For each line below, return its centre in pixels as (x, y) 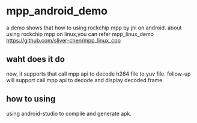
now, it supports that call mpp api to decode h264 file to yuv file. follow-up (98, 74)
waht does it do (35, 59)
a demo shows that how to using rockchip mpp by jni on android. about (94, 28)
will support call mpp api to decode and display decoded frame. (85, 80)
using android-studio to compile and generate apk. (69, 113)
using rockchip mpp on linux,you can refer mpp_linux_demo (80, 34)
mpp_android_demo (57, 11)
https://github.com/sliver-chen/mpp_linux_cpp (64, 40)
